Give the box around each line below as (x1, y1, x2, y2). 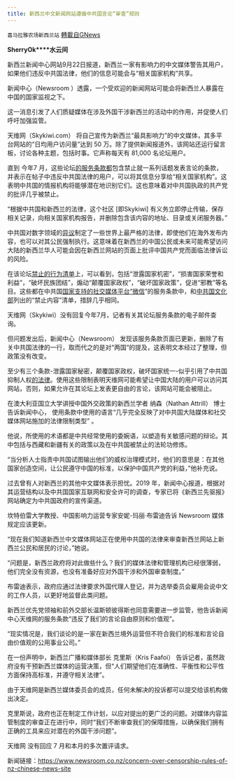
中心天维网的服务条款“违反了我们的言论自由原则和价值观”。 (7, 614, 178, 623)
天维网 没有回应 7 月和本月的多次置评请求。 (7, 741, 133, 750)
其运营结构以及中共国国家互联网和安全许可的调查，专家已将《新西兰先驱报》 (7, 488, 228, 496)
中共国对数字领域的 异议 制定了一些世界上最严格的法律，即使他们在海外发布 (7, 228, 222, 237)
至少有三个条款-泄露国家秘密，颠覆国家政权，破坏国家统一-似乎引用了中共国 (7, 366, 227, 375)
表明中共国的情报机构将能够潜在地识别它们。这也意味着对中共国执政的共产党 (7, 181, 228, 189)
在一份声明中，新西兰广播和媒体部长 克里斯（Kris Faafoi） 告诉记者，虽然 (7, 653, 219, 661)
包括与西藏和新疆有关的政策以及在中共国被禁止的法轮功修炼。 (13, 440, 191, 448)
